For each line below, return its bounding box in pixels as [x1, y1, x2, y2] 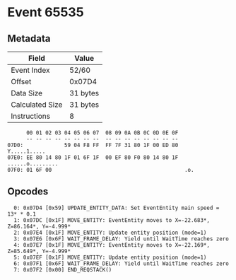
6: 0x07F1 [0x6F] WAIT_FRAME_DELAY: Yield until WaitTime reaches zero [13, 259, 230, 267]
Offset [11, 77, 32, 86]
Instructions [11, 111, 51, 121]
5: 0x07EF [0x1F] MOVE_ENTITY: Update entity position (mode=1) [13, 254, 207, 261]
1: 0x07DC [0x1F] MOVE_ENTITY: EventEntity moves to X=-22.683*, [13, 216, 211, 223]
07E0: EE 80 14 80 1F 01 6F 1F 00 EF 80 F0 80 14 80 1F [7, 154, 179, 161]
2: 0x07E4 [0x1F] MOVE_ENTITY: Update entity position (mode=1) [13, 229, 207, 236]
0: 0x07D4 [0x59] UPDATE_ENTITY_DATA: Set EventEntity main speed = [13, 204, 220, 211]
